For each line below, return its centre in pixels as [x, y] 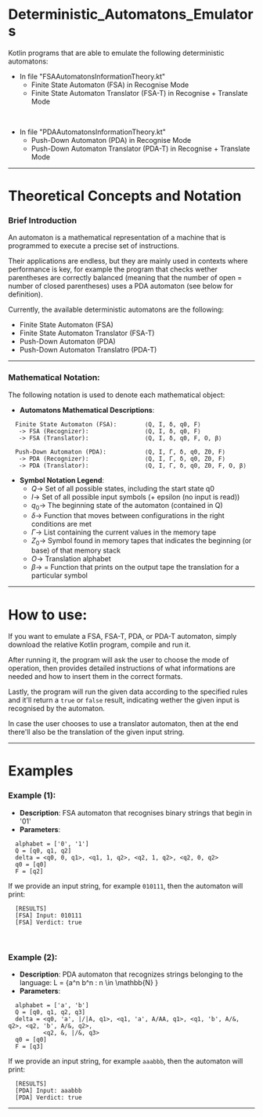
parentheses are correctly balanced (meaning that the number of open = [125, 278]
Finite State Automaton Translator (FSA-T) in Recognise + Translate [139, 93]
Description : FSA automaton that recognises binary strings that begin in [136, 812]
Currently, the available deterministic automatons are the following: [116, 310]
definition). [25, 294]
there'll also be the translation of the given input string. [96, 732]
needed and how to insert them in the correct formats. [95, 677]
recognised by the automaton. [57, 709]
